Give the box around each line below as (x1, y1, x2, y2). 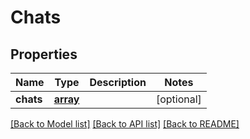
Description (89, 76, 147, 89)
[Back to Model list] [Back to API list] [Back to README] (10, 118, 240, 130)
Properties (10, 46, 78, 63)
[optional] (155, 92, 202, 106)
